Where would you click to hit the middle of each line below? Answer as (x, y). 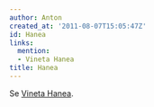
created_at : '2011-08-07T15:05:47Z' (78, 26)
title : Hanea (34, 68)
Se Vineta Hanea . (41, 93)
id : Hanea (28, 34)
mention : (34, 51)
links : (22, 43)
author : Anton (36, 18)
